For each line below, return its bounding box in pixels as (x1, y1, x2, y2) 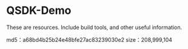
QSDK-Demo (6, 4, 72, 18)
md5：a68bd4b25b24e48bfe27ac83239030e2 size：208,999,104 (6, 36, 173, 43)
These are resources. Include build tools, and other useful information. (6, 24, 183, 31)
